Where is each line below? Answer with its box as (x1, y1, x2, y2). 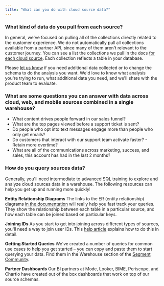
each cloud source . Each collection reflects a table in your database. (5, 55, 143, 61)
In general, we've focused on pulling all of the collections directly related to (5, 34, 157, 40)
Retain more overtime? (12, 142, 58, 148)
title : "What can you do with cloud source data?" (5, 7, 111, 12)
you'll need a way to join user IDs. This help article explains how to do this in (5, 226, 159, 232)
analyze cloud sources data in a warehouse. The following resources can (5, 181, 153, 187)
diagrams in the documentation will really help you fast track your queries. (5, 201, 155, 207)
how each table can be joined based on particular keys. (5, 211, 117, 217)
